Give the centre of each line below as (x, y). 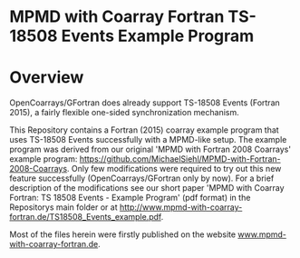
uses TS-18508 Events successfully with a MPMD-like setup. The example (148, 140)
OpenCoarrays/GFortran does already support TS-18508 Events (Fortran (145, 103)
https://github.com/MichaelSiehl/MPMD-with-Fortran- (180, 159)
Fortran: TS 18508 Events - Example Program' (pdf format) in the (130, 198)
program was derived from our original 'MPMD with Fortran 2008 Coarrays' (150, 149)
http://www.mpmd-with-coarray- (181, 207)
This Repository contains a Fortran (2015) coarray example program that (144, 130)
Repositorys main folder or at (63, 207)
